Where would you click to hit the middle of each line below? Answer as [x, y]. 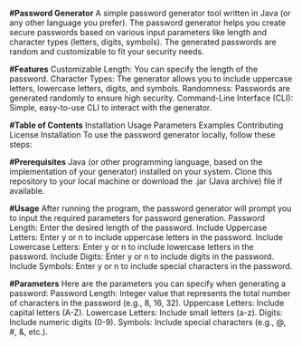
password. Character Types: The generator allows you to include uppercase [151, 79]
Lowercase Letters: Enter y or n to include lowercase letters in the [132, 247]
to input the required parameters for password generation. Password [137, 218]
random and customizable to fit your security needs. [107, 52]
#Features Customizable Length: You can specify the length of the [134, 69]
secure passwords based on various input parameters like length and [138, 32]
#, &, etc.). [28, 332]
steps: [21, 144]
